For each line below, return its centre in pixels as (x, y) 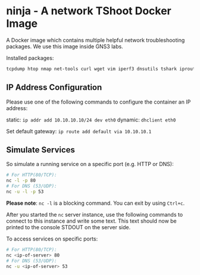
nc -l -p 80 (21, 181)
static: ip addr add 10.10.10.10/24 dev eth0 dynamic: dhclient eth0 (91, 120)
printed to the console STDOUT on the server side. (68, 227)
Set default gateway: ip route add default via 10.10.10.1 (79, 131)
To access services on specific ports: (52, 239)
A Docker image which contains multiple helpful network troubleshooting (96, 40)
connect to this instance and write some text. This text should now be (91, 221)
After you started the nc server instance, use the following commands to (95, 214)
